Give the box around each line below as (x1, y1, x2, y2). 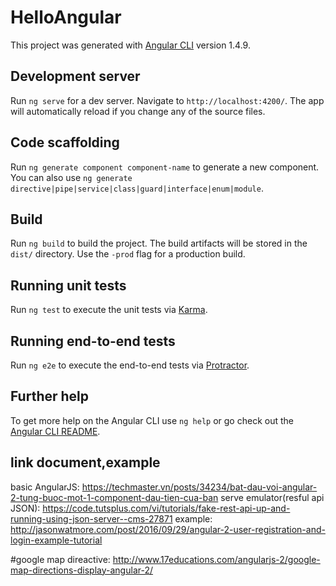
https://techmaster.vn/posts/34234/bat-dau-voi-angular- (81, 481, 318, 493)
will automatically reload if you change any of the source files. (10, 105, 266, 117)
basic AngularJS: (10, 481, 80, 493)
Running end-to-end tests (10, 332, 176, 350)
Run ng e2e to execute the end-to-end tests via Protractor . (10, 359, 250, 371)
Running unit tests (10, 277, 127, 294)
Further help (10, 388, 90, 405)
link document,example (10, 454, 161, 471)
